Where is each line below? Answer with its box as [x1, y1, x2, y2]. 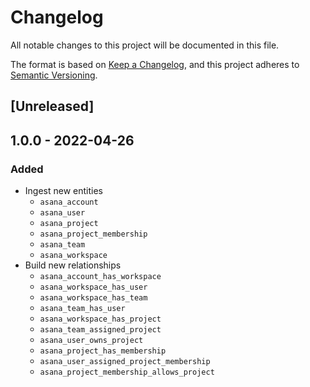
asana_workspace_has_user [39, 282, 148, 293]
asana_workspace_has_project [39, 314, 162, 325]
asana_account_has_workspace [39, 272, 162, 282]
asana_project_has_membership [39, 346, 167, 356]
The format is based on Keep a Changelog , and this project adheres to [10, 58, 300, 70]
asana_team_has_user [39, 304, 126, 314]
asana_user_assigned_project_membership [39, 357, 211, 367]
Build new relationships [24, 259, 122, 271]
